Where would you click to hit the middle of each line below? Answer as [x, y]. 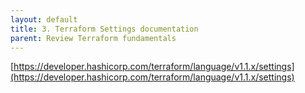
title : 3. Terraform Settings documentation [104, 29]
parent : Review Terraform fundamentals [93, 38]
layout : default [44, 19]
